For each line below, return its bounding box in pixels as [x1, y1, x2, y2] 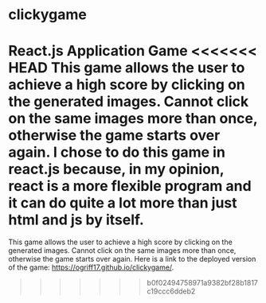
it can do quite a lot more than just [8, 194, 237, 212]
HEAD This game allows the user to [8, 59, 245, 77]
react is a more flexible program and [8, 177, 252, 196]
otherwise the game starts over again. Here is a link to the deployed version [8, 254, 256, 264]
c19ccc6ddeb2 [147, 286, 196, 296]
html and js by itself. [8, 211, 145, 229]
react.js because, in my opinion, [8, 161, 225, 178]
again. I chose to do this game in [8, 143, 225, 161]
